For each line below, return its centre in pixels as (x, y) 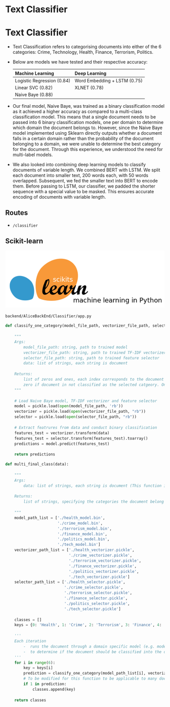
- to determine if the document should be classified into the (93, 652)
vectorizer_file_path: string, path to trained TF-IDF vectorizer (95, 352)
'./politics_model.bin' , (83, 539)
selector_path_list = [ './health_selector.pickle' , (70, 582)
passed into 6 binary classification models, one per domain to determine (88, 122)
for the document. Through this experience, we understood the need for (88, 149)
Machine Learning (34, 73)
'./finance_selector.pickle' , (96, 598)
